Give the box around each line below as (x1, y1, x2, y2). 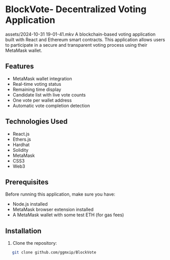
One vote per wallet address (12, 97, 72, 103)
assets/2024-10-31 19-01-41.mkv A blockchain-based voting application (5, 31, 156, 37)
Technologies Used (5, 117, 67, 126)
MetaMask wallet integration (12, 75, 73, 82)
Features (5, 62, 34, 71)
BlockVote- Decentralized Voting (5, 4, 147, 15)
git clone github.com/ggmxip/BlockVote (12, 250, 96, 255)
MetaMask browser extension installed (12, 207, 94, 213)
